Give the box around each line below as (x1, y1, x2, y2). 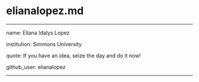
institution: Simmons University (6, 40, 82, 48)
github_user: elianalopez (6, 63, 66, 70)
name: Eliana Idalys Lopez (6, 29, 70, 36)
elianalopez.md (6, 4, 84, 18)
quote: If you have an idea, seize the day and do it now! (6, 52, 141, 59)
